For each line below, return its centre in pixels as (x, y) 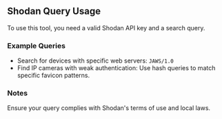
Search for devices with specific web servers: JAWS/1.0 (95, 61)
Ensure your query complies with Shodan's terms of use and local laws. (109, 108)
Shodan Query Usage (54, 11)
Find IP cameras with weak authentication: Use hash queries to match (116, 68)
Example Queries (36, 45)
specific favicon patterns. (53, 76)
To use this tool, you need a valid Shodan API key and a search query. (106, 28)
